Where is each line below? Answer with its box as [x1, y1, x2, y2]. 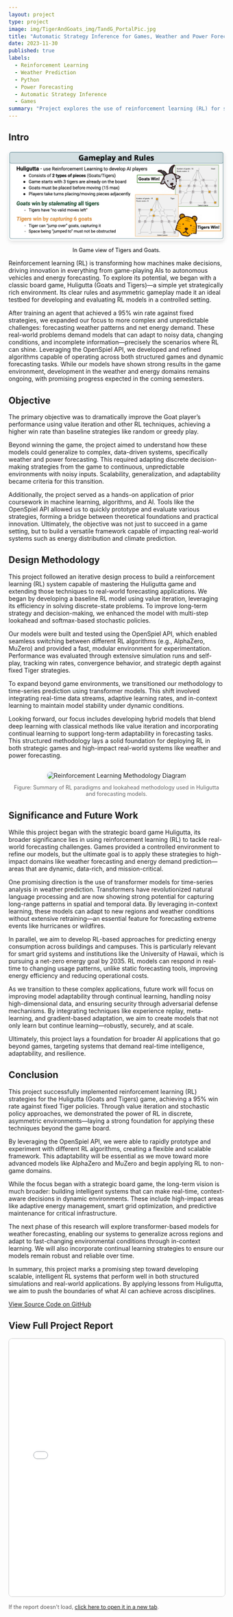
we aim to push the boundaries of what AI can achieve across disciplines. [8, 1286, 216, 1295]
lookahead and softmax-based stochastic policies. [8, 616, 151, 625]
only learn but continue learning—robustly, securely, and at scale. [8, 1021, 195, 1029]
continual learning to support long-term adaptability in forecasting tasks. [8, 729, 214, 737]
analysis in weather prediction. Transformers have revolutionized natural [8, 885, 212, 893]
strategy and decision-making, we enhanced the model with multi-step [8, 609, 209, 617]
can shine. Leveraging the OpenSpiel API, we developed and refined [8, 346, 201, 354]
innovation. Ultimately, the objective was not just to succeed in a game [8, 520, 208, 528]
